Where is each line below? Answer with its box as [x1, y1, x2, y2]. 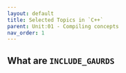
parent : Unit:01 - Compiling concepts [7, 23, 119, 30]
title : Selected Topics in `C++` [7, 17, 104, 23]
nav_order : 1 [7, 29, 45, 36]
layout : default [7, 10, 54, 17]
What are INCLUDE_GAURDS [7, 54, 115, 66]
